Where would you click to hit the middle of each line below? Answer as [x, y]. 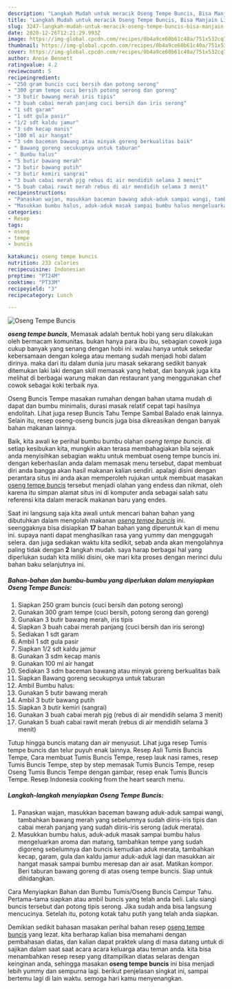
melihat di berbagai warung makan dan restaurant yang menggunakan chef [115, 378]
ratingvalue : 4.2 [33, 65]
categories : [25, 212]
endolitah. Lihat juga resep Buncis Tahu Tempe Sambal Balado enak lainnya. [116, 414]
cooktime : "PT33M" [34, 282]
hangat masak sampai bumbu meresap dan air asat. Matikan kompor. [116, 864]
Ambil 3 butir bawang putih [56, 700]
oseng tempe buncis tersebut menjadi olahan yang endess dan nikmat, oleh [115, 485]
